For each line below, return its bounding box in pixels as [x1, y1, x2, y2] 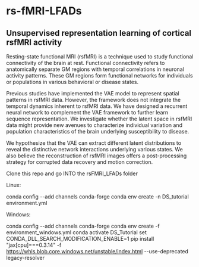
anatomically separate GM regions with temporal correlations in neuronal [6, 66, 184, 73]
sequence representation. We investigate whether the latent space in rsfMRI [6, 115, 192, 122]
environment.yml [6, 200, 48, 206]
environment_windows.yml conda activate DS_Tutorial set [6, 229, 147, 236]
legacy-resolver [6, 254, 45, 261]
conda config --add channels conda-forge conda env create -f [6, 222, 160, 229]
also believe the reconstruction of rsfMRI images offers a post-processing [6, 152, 187, 159]
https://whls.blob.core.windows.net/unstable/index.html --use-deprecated [6, 248, 189, 254]
